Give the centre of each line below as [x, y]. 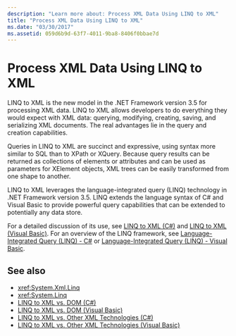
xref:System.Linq [42, 295]
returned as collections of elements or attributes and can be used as [106, 161]
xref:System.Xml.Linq [49, 287]
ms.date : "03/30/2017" [41, 27]
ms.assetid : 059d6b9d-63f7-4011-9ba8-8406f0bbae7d [83, 33]
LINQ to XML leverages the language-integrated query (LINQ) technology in [117, 190]
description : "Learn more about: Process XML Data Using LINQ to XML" [113, 14]
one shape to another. [39, 176]
